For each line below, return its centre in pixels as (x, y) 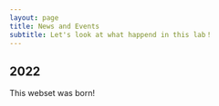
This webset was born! (52, 93)
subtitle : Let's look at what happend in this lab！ (111, 34)
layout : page (34, 18)
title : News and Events (55, 26)
